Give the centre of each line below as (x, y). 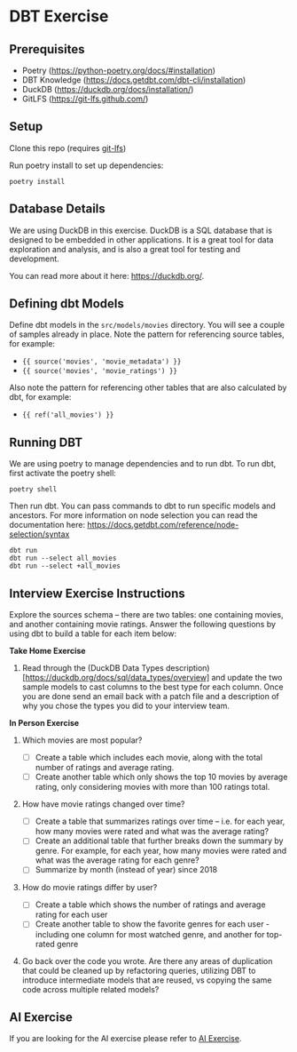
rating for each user (71, 915)
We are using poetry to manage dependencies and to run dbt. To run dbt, (143, 464)
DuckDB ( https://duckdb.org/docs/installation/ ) (108, 89)
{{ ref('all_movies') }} (68, 415)
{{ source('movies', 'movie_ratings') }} (99, 371)
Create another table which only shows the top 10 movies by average (161, 777)
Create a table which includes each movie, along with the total (149, 758)
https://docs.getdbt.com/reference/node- (163, 525)
